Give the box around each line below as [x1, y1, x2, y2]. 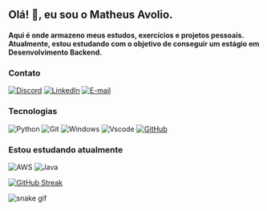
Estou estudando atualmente [8, 144, 123, 155]
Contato [8, 67, 41, 79]
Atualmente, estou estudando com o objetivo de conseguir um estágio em [8, 39, 260, 48]
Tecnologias [8, 106, 58, 117]
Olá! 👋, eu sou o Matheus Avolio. [8, 8, 173, 22]
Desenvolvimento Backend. [8, 47, 103, 57]
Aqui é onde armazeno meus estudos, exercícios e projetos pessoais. [8, 30, 245, 40]
